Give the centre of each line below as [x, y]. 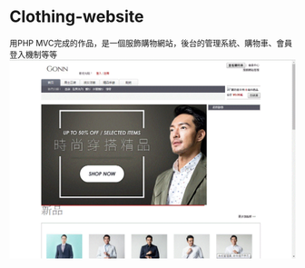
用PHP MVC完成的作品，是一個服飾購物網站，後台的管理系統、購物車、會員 [151, 43]
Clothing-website [77, 17]
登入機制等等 [33, 54]
